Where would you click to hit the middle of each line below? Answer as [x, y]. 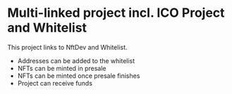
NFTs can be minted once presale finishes [79, 76]
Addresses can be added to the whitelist [76, 60]
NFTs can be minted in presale [62, 68]
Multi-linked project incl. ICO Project [116, 13]
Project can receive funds [55, 83]
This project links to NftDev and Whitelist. [68, 47]
